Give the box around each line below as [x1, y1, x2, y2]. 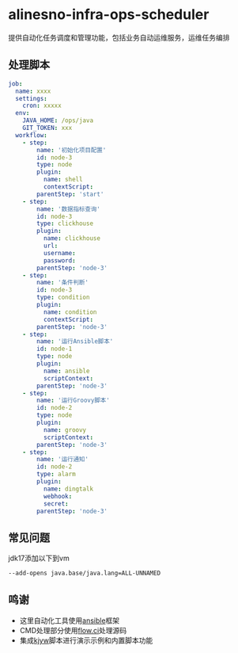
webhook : [43, 492, 73, 500]
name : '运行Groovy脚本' [36, 396, 111, 405]
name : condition [43, 307, 97, 316]
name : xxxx [15, 87, 51, 95]
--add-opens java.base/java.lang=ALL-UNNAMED [8, 569, 161, 578]
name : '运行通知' [36, 456, 89, 464]
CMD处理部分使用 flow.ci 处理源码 [19, 625, 127, 635]
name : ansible [43, 367, 90, 375]
